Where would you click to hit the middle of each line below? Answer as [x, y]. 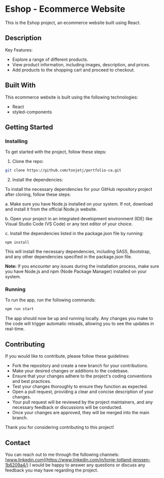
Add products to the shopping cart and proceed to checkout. [73, 70]
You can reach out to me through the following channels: [62, 454]
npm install [17, 242]
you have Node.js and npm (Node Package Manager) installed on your [76, 271]
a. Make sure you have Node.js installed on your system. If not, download [79, 204]
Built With [20, 85]
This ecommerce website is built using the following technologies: [72, 97]
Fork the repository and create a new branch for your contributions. [80, 366]
